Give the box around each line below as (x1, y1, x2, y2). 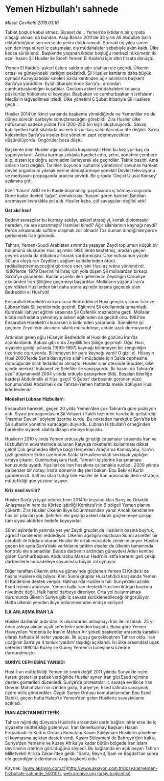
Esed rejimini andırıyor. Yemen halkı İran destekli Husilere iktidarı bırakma (5, 583, 153, 589)
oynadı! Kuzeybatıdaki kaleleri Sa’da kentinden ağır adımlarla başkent (5, 75, 144, 81)
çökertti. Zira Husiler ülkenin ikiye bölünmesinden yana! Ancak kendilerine (5, 507, 154, 513)
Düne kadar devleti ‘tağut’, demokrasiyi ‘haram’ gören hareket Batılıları (5, 193, 146, 199)
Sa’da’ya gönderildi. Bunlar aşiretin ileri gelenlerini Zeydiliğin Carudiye (5, 273, 146, 279)
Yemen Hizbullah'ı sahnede (5, 3, 118, 15)
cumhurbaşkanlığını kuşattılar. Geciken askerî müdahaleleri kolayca (5, 86, 141, 91)
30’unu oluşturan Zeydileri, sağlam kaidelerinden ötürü (5, 258, 115, 263)
